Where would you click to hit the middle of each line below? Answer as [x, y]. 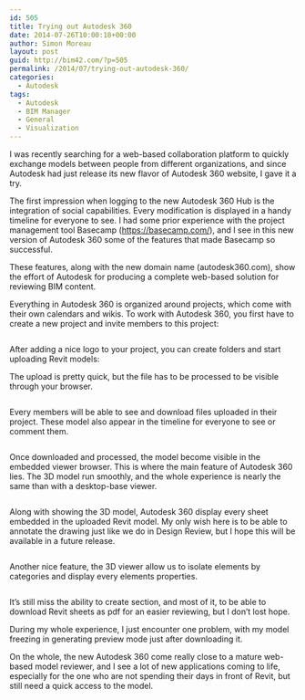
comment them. [39, 431]
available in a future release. [62, 541]
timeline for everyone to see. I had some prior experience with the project [147, 220]
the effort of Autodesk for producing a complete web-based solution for [144, 277]
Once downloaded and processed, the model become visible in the [135, 457]
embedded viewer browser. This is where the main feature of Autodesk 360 [151, 467]
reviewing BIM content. [53, 287]
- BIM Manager [44, 111]
